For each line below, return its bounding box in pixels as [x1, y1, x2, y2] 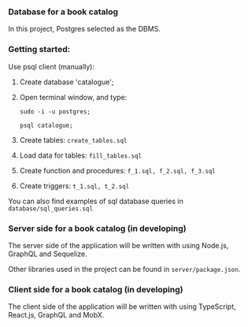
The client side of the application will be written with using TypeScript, [8, 302, 236, 311]
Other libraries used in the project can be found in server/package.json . [8, 264, 241, 273]
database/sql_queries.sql [8, 204, 93, 213]
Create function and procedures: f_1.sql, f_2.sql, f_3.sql [19, 165, 217, 175]
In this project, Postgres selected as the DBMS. [8, 24, 161, 34]
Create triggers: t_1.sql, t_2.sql [19, 180, 130, 191]
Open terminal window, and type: [19, 92, 128, 102]
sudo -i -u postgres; [19, 107, 91, 116]
